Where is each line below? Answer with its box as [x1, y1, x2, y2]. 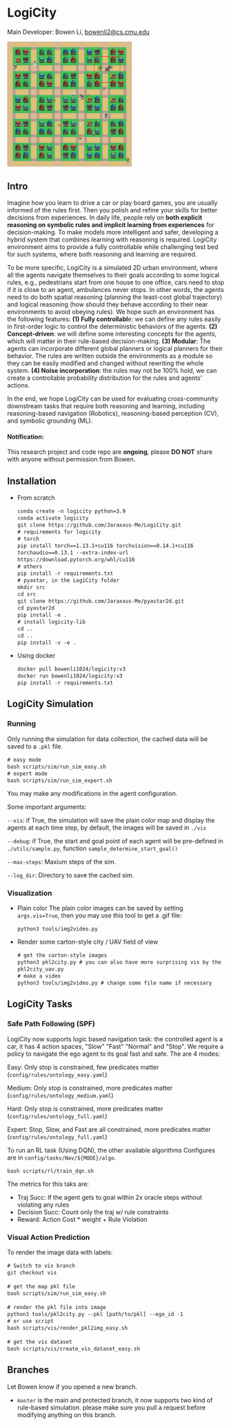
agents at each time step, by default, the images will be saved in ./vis [7, 823, 207, 832]
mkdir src [17, 583, 46, 591]
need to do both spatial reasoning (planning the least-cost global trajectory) [7, 293, 223, 301]
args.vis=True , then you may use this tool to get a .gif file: [17, 911, 183, 920]
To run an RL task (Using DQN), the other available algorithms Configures [7, 1146, 216, 1154]
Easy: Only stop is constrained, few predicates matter [7, 1063, 159, 1071]
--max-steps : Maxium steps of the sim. [7, 857, 117, 866]
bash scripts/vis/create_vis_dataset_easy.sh [7, 1345, 140, 1352]
